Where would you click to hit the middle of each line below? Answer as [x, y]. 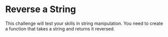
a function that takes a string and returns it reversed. [60, 28]
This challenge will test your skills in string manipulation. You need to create [84, 23]
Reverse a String [41, 9]
